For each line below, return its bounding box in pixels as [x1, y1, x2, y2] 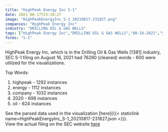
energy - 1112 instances [12, 84, 61, 90]
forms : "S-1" [5, 36, 32, 41]
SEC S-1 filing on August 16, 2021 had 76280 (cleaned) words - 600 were [5, 54, 156, 60]
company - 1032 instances [12, 90, 67, 96]
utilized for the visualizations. [5, 60, 65, 66]
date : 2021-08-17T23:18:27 [5, 12, 61, 17]
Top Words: [5, 69, 29, 75]
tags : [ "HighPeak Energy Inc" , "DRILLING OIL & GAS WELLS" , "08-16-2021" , [5, 31, 160, 36]
